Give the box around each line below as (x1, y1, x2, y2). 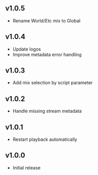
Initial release (12, 164, 41, 170)
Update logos (12, 46, 41, 52)
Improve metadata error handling (12, 51, 82, 58)
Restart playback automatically (12, 136, 78, 142)
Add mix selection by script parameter (12, 80, 93, 86)
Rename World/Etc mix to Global (12, 17, 81, 23)
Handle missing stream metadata (12, 108, 82, 114)
